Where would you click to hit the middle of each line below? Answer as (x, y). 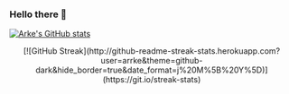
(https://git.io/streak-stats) (152, 80)
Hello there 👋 (38, 14)
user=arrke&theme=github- (152, 61)
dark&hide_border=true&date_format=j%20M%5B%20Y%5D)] (152, 70)
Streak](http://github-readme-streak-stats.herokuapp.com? (170, 51)
